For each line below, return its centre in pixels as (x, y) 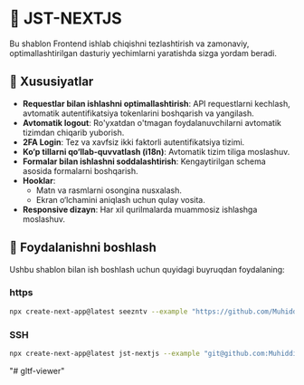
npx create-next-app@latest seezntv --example (99, 312)
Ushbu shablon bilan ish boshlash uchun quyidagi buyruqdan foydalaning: (147, 269)
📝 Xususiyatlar (52, 82)
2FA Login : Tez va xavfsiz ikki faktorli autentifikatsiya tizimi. (133, 142)
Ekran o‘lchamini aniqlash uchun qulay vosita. (120, 199)
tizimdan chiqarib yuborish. (73, 132)
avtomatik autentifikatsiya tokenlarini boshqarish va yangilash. (138, 113)
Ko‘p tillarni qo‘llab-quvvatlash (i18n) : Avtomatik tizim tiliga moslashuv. (156, 151)
